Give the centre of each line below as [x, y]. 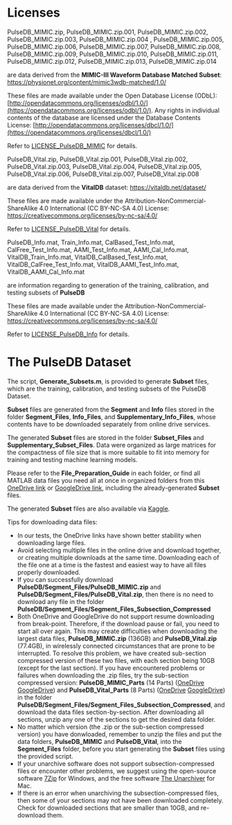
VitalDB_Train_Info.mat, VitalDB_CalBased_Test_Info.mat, [88, 257]
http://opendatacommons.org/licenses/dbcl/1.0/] [105, 125]
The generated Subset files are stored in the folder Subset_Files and [106, 437]
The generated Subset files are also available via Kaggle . [89, 508]
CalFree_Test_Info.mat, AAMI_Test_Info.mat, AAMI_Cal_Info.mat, [98, 249]
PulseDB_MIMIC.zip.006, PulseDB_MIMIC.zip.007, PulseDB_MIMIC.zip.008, [114, 46]
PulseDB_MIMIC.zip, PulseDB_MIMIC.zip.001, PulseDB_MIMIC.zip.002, [108, 32]
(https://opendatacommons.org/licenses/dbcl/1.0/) [79, 132]
